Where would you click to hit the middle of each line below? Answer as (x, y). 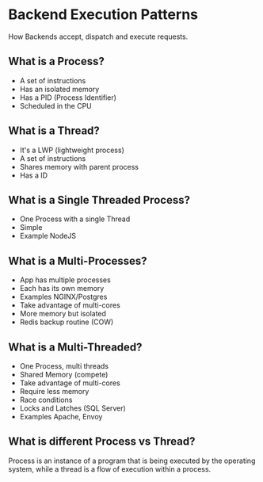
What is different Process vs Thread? (102, 442)
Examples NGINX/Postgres (63, 297)
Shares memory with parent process (79, 166)
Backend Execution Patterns (103, 15)
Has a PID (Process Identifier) (68, 98)
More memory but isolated (63, 314)
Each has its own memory (62, 289)
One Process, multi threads (64, 366)
